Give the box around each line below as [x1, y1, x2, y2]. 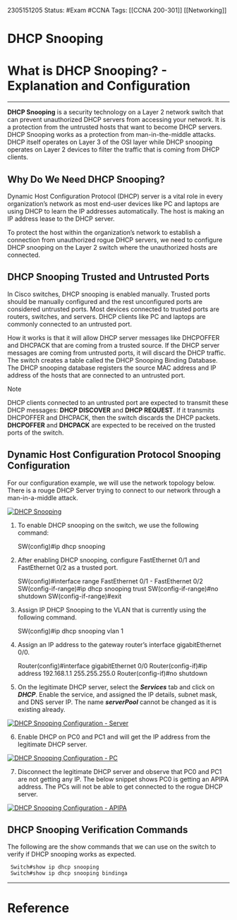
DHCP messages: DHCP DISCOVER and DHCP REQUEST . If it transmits [7, 406, 215, 414]
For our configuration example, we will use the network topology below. [7, 478, 215, 487]
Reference [7, 900, 69, 916]
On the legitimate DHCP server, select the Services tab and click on [17, 682, 215, 691]
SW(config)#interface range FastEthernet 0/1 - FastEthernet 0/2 [17, 576, 203, 585]
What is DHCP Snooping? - [7, 63, 168, 79]
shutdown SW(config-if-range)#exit [17, 592, 122, 600]
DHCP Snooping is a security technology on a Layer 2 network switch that [7, 108, 224, 116]
